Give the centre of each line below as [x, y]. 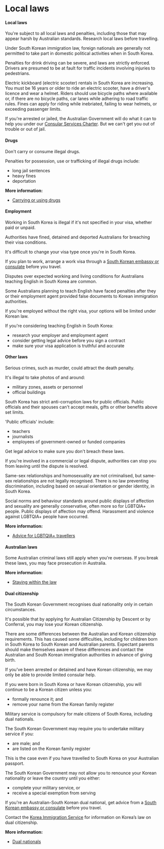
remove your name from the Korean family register [63, 704]
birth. [11, 660]
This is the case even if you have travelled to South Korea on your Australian [82, 758]
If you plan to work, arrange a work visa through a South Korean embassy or [82, 261]
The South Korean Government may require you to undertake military [75, 729]
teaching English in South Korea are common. [51, 281]
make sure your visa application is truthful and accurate [68, 346]
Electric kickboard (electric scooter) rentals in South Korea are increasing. [80, 83]
